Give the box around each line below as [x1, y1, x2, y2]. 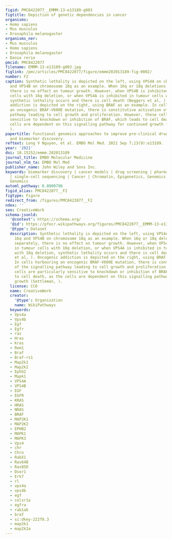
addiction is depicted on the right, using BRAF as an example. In [10, 103, 157, 108]
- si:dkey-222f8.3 [10, 516, 50, 522]
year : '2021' [5, 145, 33, 151]
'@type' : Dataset [10, 226, 47, 232]
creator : [10, 293, 29, 298]
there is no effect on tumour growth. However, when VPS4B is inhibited [10, 88, 168, 94]
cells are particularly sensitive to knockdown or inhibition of [14, 269, 157, 274]
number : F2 [5, 74, 29, 79]
